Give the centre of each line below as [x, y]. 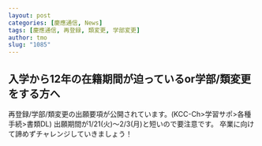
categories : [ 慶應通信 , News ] [55, 23]
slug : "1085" [30, 45]
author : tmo [28, 37]
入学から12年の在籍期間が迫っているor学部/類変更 [129, 79]
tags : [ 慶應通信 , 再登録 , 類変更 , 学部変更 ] [74, 30]
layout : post [30, 15]
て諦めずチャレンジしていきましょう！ [70, 133]
